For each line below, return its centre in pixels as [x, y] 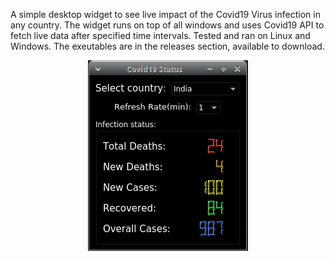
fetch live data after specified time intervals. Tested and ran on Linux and [160, 35]
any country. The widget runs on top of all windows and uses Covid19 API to [167, 25]
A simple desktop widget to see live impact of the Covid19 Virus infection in [165, 14]
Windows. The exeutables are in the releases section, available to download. [167, 46]
